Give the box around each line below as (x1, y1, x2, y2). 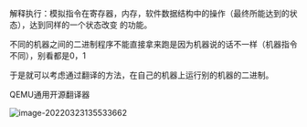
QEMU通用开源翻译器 (9, 90, 90, 100)
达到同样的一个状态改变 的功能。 (28, 19, 153, 30)
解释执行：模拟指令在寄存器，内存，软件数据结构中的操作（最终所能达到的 (9, 8, 290, 18)
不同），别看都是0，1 (9, 50, 87, 61)
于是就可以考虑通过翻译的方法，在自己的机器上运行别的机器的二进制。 (9, 69, 274, 80)
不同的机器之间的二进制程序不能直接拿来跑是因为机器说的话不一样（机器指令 (9, 39, 298, 49)
